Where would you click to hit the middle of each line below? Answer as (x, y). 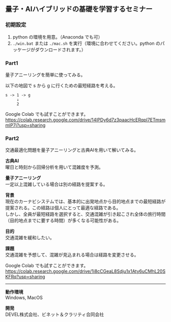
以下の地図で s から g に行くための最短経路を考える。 (62, 85)
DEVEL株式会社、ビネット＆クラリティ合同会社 (55, 314)
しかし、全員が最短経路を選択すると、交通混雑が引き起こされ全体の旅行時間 (85, 214)
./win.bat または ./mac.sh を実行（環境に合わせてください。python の (86, 43)
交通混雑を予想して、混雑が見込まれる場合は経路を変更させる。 (72, 255)
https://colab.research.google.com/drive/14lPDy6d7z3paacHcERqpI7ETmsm (85, 120)
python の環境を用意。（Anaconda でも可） (58, 37)
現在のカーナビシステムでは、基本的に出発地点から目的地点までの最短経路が (85, 202)
